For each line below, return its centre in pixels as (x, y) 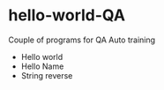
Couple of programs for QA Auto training (82, 40)
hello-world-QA (67, 15)
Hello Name (42, 66)
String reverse (47, 75)
